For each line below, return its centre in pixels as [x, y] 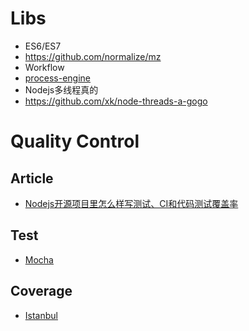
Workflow [44, 67]
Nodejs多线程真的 [61, 89]
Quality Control [75, 141]
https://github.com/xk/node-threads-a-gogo [116, 101]
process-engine [58, 78]
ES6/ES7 [43, 46]
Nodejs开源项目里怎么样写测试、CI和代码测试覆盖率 [131, 203]
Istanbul [41, 315]
